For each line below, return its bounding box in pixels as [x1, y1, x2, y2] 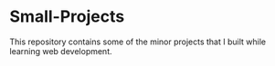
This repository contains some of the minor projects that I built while [9, 36, 267, 47]
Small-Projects [9, 6, 125, 27]
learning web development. [9, 45, 112, 56]
